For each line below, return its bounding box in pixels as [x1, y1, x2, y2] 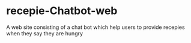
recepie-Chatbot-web [6, 4, 118, 18]
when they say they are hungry [6, 29, 83, 37]
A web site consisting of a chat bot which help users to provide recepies [6, 24, 185, 31]
